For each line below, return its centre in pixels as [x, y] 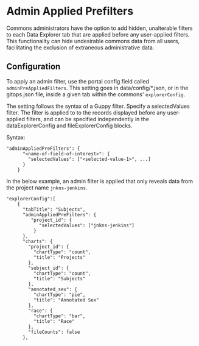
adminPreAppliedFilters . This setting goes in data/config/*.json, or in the [97, 88]
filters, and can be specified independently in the [88, 119]
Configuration [33, 67]
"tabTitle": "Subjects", [54, 209]
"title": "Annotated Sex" [66, 300]
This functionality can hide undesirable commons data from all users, [93, 41]
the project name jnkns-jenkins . [47, 188]
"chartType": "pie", [59, 295]
